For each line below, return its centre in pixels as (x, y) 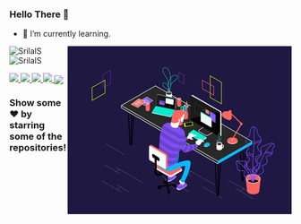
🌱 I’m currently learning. (66, 34)
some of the (36, 136)
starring (27, 125)
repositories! (38, 148)
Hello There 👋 (39, 14)
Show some (35, 103)
